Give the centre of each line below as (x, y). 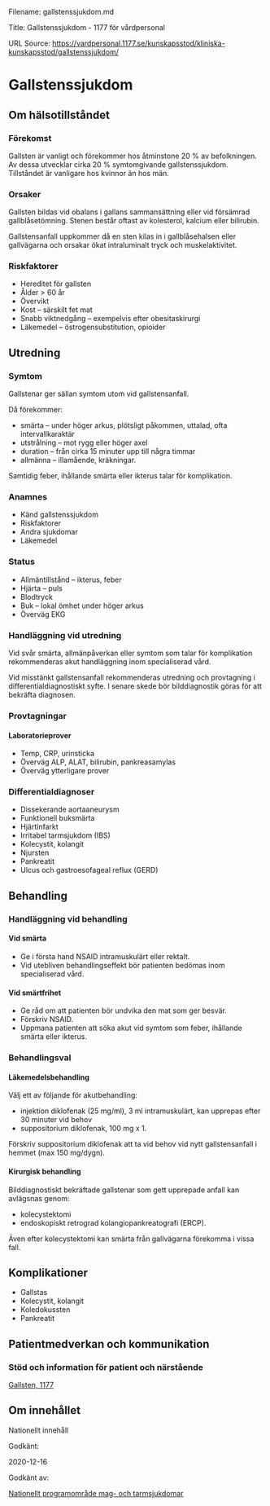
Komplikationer (48, 1273)
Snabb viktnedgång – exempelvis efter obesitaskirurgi (110, 319)
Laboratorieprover (40, 735)
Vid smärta (28, 938)
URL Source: (30, 43)
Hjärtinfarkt (39, 827)
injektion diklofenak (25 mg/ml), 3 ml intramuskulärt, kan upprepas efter (140, 1111)
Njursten (35, 853)
